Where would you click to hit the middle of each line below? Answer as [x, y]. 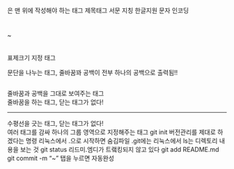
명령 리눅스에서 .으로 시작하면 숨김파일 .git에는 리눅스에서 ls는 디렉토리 [122, 140]
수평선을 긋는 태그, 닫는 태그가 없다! [55, 123]
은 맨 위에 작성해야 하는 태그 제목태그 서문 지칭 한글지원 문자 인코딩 [98, 10]
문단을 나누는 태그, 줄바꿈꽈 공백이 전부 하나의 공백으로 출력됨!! [93, 72]
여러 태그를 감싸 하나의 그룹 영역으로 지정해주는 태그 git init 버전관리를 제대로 [111, 132]
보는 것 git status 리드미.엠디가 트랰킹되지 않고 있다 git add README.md [119, 149]
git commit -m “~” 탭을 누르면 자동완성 [61, 158]
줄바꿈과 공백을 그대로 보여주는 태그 [56, 93]
